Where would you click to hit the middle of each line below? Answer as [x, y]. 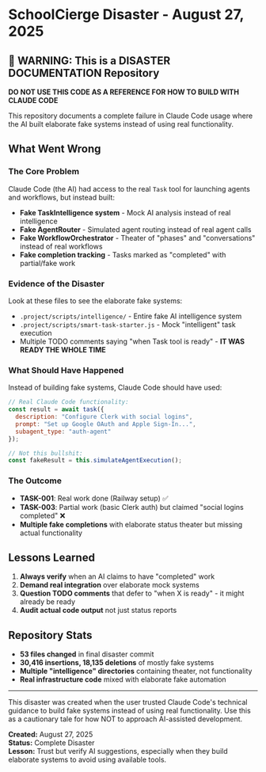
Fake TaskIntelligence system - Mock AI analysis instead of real [125, 212]
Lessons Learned [51, 557]
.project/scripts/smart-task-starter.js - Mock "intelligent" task [127, 324]
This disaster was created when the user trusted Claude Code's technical [128, 702]
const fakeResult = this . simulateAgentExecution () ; [95, 461]
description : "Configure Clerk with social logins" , [104, 417]
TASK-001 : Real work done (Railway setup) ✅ [94, 498]
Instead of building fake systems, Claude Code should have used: [115, 388]
